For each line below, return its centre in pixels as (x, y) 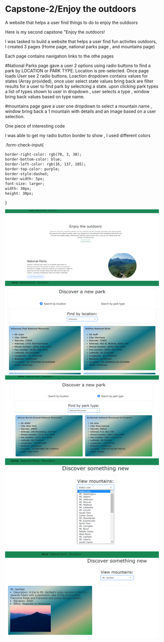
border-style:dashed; (27, 174)
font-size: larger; (25, 184)
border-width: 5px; (25, 179)
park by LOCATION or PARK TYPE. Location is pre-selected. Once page (77, 71)
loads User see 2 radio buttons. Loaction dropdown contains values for (76, 76)
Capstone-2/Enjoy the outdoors (71, 9)
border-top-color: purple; (32, 169)
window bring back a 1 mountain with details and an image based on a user (81, 111)
